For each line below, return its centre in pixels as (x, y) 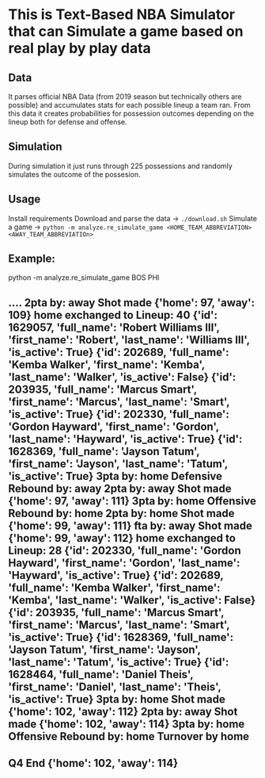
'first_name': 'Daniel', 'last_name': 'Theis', (115, 686)
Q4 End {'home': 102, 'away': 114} (93, 763)
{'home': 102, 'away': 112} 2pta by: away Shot (123, 711)
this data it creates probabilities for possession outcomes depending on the (131, 113)
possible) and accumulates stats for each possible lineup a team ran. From (129, 105)
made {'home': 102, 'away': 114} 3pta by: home (127, 724)
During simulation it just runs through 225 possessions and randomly (121, 166)
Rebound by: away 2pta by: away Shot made (120, 488)
